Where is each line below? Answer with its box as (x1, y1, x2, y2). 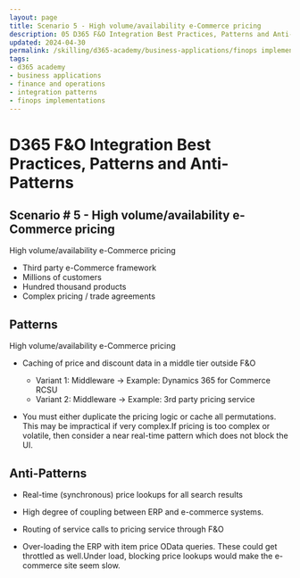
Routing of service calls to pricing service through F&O (21, 524, 225, 534)
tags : (9, 54, 29, 63)
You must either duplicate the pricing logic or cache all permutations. (21, 411, 277, 422)
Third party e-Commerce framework (21, 262, 157, 273)
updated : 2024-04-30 (9, 37, 87, 47)
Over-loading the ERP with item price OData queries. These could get (21, 541, 278, 551)
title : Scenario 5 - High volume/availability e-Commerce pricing (9, 21, 262, 30)
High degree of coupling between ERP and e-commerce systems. (21, 507, 264, 517)
